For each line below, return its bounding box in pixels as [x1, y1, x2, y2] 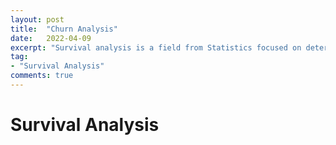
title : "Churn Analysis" [10, 24, 118, 34]
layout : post [10, 14, 65, 25]
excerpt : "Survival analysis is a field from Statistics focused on [10, 42, 302, 53]
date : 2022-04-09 [10, 33, 92, 43]
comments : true [10, 71, 74, 81]
